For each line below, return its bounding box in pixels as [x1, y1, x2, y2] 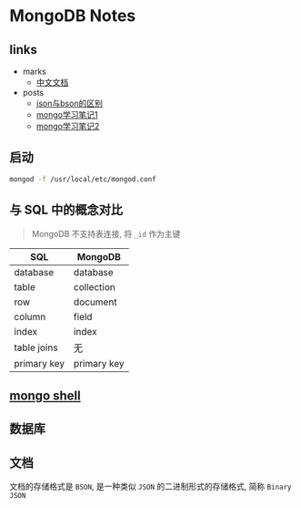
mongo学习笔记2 [35, 120, 100, 131]
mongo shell [9, 388, 81, 403]
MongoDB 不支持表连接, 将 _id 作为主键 [31, 228, 181, 239]
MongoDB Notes [9, 5, 136, 26]
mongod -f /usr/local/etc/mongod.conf [9, 174, 156, 183]
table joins [14, 341, 58, 354]
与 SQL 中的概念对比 [9, 202, 123, 218]
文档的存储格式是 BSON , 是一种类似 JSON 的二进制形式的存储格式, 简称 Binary [9, 481, 292, 492]
